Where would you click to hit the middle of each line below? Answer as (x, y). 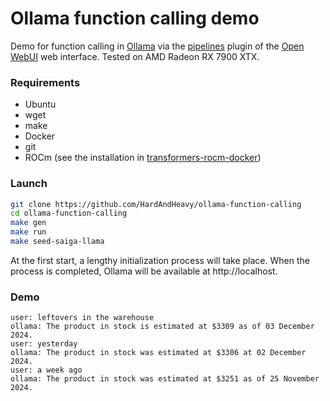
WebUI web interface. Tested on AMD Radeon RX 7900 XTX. (135, 56)
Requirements (45, 82)
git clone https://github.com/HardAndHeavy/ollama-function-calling (156, 204)
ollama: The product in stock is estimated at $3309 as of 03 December (162, 327)
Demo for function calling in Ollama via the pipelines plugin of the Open (157, 46)
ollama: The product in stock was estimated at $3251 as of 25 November (165, 379)
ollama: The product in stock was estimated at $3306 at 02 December (158, 353)
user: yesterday (44, 344)
